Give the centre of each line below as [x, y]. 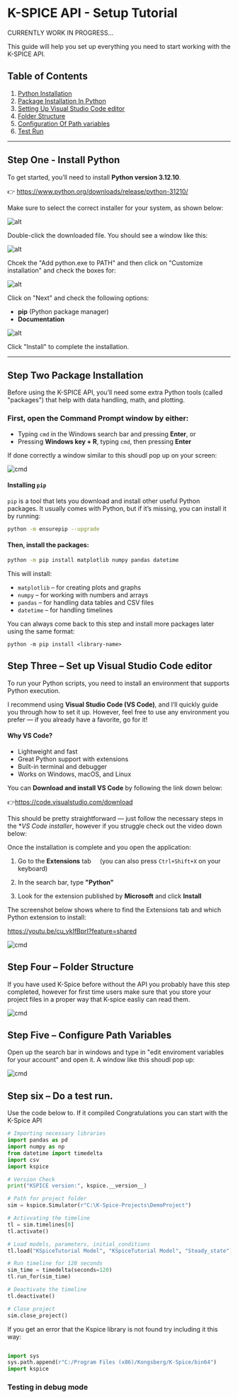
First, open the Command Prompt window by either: [98, 419]
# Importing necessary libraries [57, 1134]
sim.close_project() [38, 1315]
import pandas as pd [38, 1140]
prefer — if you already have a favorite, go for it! [78, 719]
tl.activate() [28, 1231]
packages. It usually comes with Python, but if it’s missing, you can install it [117, 508]
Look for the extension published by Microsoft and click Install [109, 896]
